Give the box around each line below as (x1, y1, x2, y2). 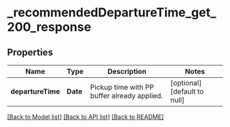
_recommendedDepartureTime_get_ (7, 5, 217, 20)
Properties (7, 46, 53, 58)
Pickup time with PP (90, 83, 155, 91)
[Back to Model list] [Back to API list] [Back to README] (7, 113, 164, 121)
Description (107, 67, 147, 76)
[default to (170, 87, 204, 96)
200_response (7, 19, 92, 35)
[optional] (170, 79, 202, 87)
